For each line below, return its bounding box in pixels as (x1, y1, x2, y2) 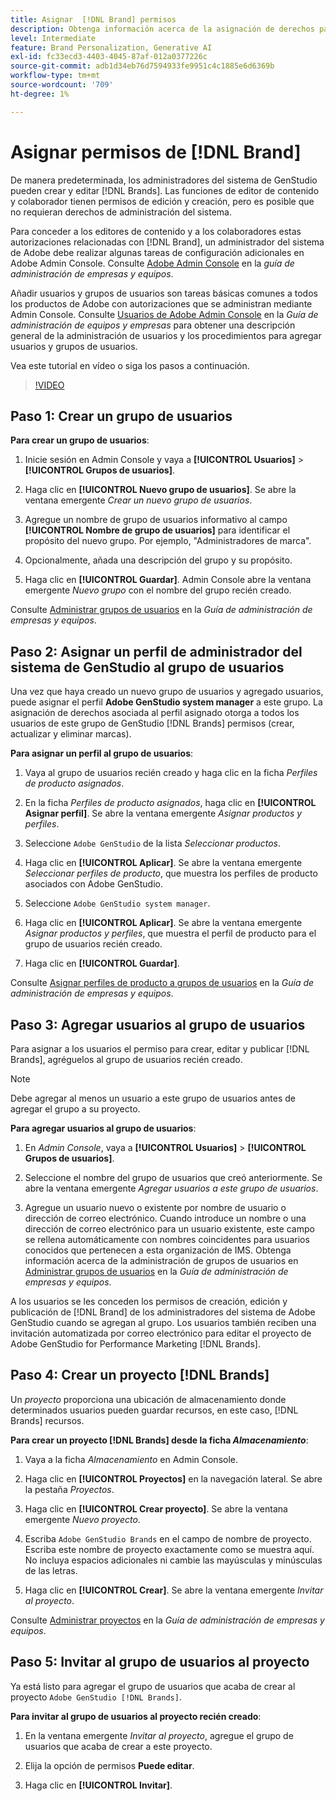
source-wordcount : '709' (10, 80, 114, 90)
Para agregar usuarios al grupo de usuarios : (10, 1122, 197, 1134)
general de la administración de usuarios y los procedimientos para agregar (10, 329, 322, 341)
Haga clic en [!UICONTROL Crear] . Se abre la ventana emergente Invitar (24, 1584, 324, 1596)
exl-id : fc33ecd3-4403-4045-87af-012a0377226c (10, 52, 208, 62)
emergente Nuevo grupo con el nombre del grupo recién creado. (24, 584, 292, 596)
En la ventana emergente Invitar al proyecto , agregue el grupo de (24, 1729, 294, 1741)
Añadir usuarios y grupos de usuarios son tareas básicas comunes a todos (10, 287, 318, 299)
